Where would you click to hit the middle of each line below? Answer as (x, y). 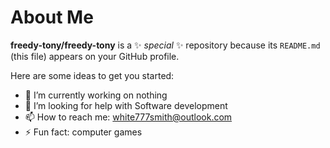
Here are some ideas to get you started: (92, 75)
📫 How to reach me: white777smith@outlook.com (128, 117)
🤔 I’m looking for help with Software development (126, 105)
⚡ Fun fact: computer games (83, 132)
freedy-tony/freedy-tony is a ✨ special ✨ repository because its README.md (165, 45)
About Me (52, 17)
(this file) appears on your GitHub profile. (95, 56)
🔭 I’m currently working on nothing (96, 95)
